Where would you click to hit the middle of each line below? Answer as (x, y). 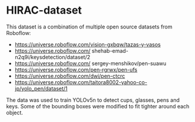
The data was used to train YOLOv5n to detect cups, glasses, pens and (93, 100)
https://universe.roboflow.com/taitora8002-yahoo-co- (81, 82)
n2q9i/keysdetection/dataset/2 (52, 57)
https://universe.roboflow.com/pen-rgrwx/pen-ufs (76, 69)
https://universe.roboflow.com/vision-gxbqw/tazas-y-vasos (88, 44)
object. (15, 113)
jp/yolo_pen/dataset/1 (41, 88)
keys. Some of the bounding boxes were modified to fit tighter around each (98, 106)
